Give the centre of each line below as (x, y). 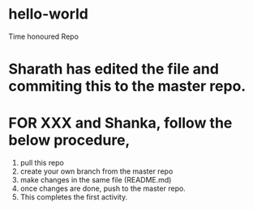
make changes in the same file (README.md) (96, 180)
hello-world (49, 14)
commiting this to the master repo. (127, 86)
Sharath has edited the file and (114, 69)
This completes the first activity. (74, 197)
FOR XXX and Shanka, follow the (120, 123)
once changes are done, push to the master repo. (103, 189)
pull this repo (42, 163)
